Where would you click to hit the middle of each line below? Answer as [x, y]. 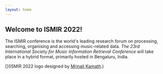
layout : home [18, 10]
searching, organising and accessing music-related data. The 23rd [72, 47]
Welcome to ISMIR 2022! [44, 30]
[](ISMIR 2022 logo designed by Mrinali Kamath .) [54, 66]
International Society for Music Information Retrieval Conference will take [79, 51]
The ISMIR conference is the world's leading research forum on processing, [81, 41]
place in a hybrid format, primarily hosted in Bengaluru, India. [67, 57]
